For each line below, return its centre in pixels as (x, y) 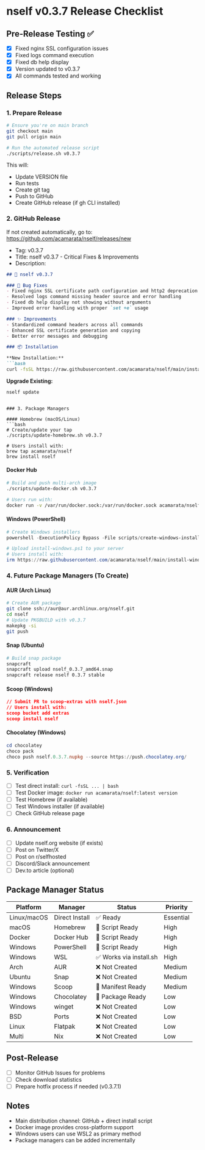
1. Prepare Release (34, 113)
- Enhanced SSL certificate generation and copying (73, 330)
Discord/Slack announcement (52, 863)
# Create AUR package (34, 603)
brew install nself (31, 456)
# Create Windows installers (43, 532)
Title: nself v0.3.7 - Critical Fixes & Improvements (77, 257)
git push (17, 631)
